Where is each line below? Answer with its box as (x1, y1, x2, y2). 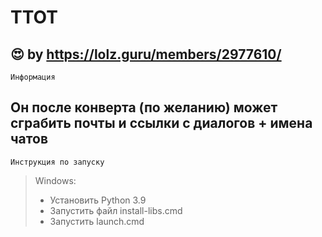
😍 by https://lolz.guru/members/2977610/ (10, 46, 282, 63)
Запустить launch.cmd (49, 215, 145, 227)
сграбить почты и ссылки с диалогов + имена (10, 115, 313, 132)
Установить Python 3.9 (49, 194, 147, 206)
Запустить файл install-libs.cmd (49, 204, 183, 216)
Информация (10, 72, 56, 82)
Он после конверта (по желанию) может (10, 99, 278, 116)
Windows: (34, 174, 77, 186)
